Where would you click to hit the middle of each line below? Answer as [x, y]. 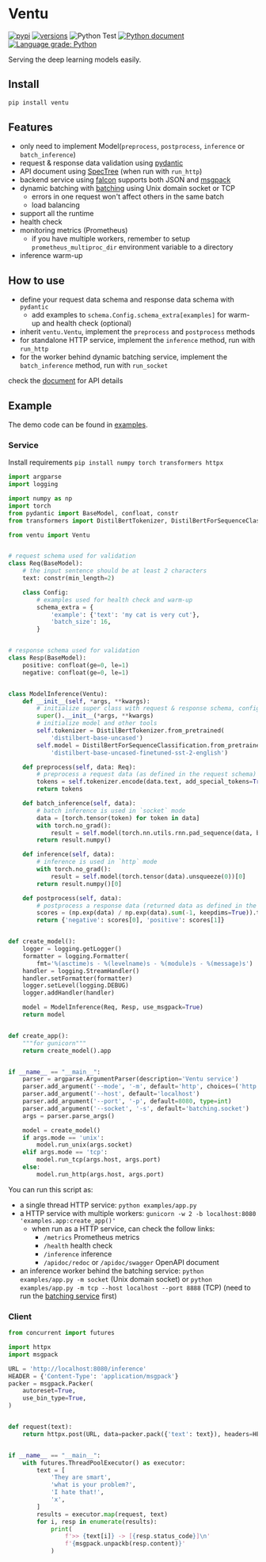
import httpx [30, 1347]
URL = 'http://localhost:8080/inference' [78, 1369]
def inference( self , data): [68, 855]
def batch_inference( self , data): [79, 804]
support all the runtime [57, 214]
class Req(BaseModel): [46, 564]
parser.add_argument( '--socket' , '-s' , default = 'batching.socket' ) [136, 1108]
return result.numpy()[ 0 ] [80, 884]
